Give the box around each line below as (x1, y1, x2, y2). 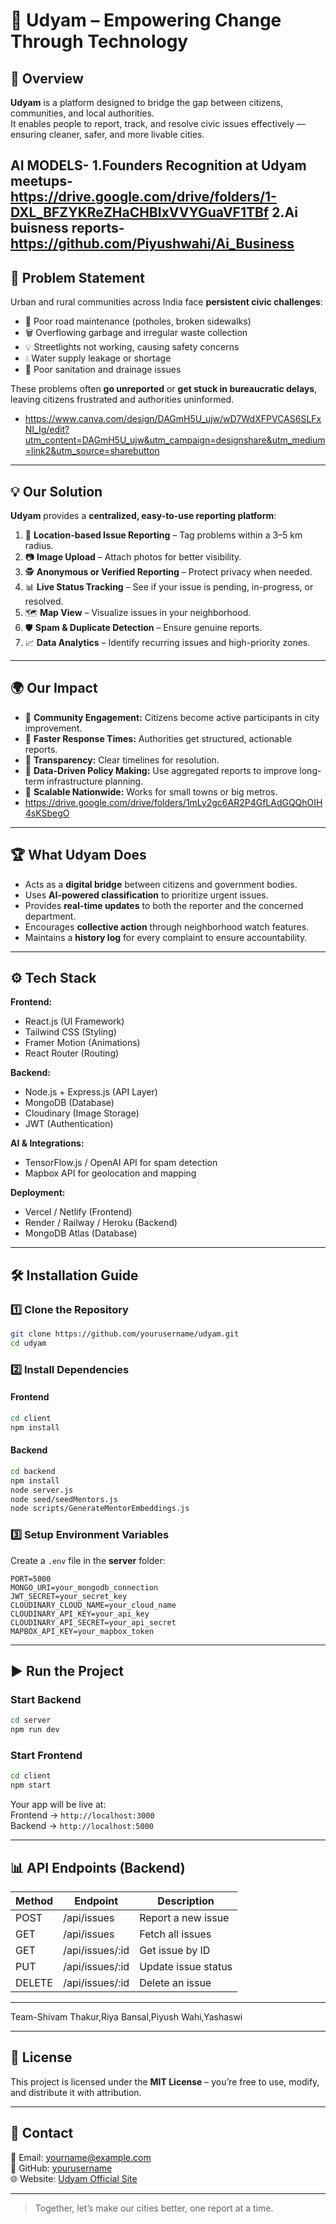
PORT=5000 (10, 1574, 52, 1584)
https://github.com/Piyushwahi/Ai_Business (10, 235, 295, 253)
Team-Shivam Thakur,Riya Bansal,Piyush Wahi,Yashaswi (10, 2010, 243, 2023)
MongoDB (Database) (24, 1097, 115, 1109)
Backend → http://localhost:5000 (10, 1820, 154, 1832)
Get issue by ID (139, 1943, 211, 1957)
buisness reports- (10, 220, 125, 237)
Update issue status (139, 1959, 233, 1973)
